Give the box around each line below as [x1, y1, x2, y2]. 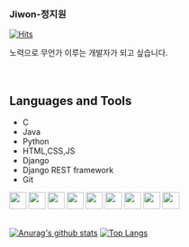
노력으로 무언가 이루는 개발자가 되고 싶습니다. [9, 48, 168, 58]
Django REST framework [22, 164, 114, 176]
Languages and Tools [9, 93, 132, 109]
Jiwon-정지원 [9, 7, 67, 20]
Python [22, 137, 49, 147]
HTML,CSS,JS [22, 146, 76, 156]
